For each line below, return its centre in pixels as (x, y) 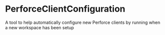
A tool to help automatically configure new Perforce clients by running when (83, 22)
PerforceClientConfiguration (65, 9)
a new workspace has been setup (40, 27)
